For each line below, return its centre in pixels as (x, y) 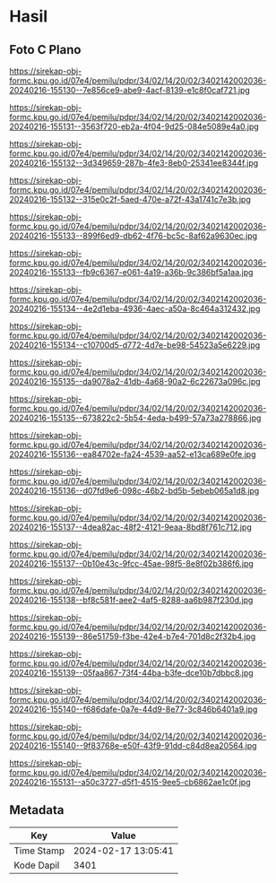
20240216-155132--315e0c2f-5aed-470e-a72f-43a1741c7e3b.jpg (130, 199)
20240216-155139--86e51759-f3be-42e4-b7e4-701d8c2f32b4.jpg (133, 636)
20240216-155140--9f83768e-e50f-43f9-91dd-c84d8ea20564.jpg (133, 745)
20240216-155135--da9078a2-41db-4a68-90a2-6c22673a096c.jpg (135, 381)
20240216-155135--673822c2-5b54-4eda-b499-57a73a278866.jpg (135, 418)
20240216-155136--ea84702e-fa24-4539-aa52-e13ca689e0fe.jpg (133, 454)
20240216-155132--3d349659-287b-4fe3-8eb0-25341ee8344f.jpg (134, 163)
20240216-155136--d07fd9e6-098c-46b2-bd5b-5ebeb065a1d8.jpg (134, 491)
